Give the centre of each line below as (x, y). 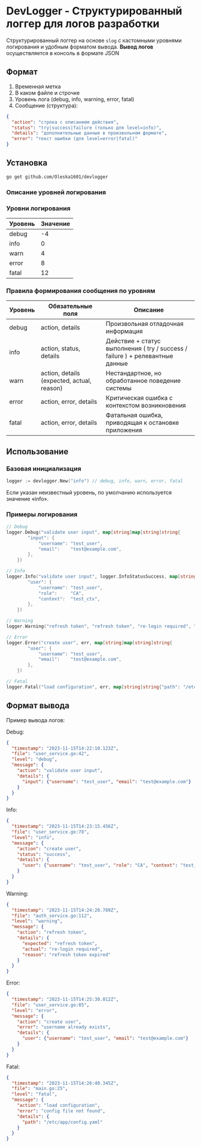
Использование (37, 452)
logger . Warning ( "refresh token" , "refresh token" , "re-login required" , (99, 627)
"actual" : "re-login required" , (62, 949)
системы (118, 388)
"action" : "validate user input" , (60, 771)
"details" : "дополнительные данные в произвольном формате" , (89, 133)
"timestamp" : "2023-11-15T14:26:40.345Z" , (65, 1083)
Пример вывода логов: (36, 720)
